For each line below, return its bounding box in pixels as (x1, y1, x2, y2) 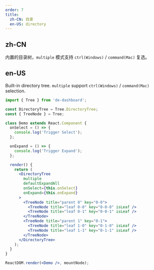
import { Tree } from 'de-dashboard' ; (5, 97, 87, 102)
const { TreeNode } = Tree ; (5, 112, 65, 117)
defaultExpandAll (23, 181, 60, 186)
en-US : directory (10, 21, 46, 27)
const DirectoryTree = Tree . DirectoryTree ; (5, 106, 98, 112)
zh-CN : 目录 (10, 17, 34, 22)
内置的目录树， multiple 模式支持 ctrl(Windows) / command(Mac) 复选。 (5, 54, 150, 61)
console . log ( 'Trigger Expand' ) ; (14, 148, 82, 153)
